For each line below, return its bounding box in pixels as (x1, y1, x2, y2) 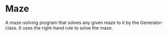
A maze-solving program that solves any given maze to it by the (5, 19, 139, 25)
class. (5, 24, 18, 30)
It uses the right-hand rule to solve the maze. (18, 24, 113, 30)
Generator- (139, 19, 163, 25)
